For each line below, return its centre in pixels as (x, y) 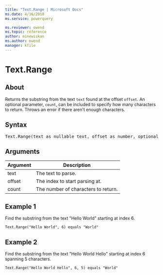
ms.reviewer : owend (25, 27)
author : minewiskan (25, 37)
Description (77, 165)
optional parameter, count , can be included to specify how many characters (81, 104)
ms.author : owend (23, 41)
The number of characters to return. (77, 189)
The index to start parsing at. (69, 182)
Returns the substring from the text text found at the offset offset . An (75, 99)
